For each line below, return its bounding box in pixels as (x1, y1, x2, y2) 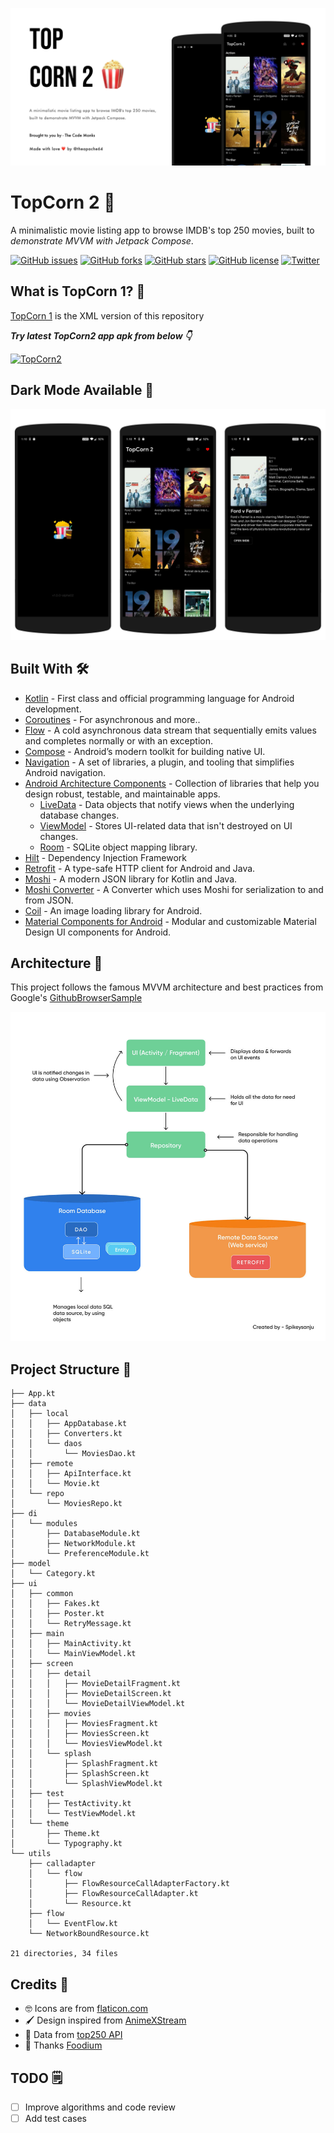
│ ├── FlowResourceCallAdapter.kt (28, 1889, 199, 1899)
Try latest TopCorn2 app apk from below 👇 (10, 329, 193, 342)
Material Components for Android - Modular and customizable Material (24, 915, 317, 927)
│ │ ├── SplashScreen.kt (10, 1769, 150, 1779)
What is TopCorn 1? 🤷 (10, 283, 146, 300)
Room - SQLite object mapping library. (39, 841, 198, 853)
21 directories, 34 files (10, 1949, 118, 1959)
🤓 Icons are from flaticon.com (24, 2003, 149, 2015)
